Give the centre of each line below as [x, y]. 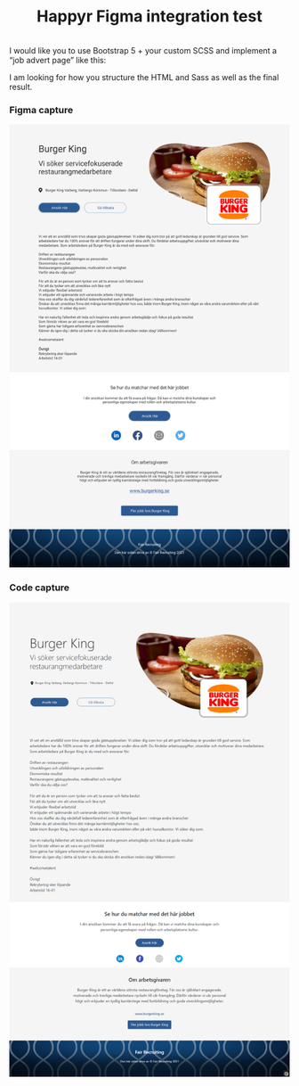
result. [21, 86]
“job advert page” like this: [58, 60]
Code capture [39, 588]
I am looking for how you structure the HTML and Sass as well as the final [144, 77]
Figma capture [41, 110]
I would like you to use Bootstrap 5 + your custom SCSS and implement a [143, 50]
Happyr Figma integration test [149, 16]
